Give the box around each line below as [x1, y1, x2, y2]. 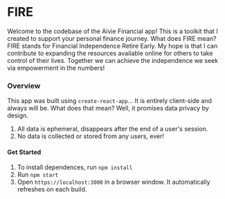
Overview [7, 81, 41, 91]
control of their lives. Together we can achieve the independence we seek [7, 56, 219, 64]
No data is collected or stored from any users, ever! [17, 132, 165, 140]
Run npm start [17, 171, 59, 179]
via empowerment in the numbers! [7, 64, 105, 72]
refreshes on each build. [17, 185, 87, 193]
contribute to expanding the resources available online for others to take [7, 49, 213, 57]
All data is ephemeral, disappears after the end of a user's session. [17, 125, 208, 133]
